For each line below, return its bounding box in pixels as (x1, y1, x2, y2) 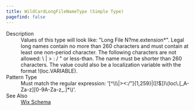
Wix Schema (20, 98, 51, 105)
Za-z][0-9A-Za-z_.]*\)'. (20, 86, 76, 93)
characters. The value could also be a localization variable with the (20, 61, 182, 68)
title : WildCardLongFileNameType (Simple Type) (6, 8, 124, 15)
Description (6, 30, 34, 37)
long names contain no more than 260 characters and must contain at (20, 42, 189, 50)
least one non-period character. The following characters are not (20, 48, 177, 56)
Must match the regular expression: (20, 79, 106, 86)
